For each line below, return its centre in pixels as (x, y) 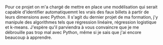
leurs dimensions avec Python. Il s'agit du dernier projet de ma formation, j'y (81, 17)
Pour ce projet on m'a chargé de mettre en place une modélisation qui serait (81, 7)
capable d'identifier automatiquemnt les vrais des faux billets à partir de (77, 12)
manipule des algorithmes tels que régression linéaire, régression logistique (81, 22)
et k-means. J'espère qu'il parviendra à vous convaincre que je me (72, 27)
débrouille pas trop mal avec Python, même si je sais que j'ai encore (73, 32)
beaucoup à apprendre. (29, 37)
